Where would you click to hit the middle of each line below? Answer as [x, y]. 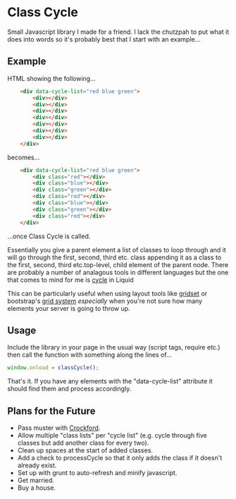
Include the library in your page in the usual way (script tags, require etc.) [114, 347]
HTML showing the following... [52, 78]
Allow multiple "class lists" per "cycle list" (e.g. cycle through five [112, 435]
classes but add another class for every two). [83, 443]
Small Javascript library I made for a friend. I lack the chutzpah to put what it [118, 32]
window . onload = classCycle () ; [53, 368]
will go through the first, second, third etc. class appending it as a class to [114, 257]
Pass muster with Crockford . [59, 428]
